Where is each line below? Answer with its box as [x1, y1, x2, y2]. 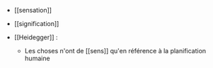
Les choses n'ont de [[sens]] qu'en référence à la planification [24, 47, 207, 55]
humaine [24, 54, 51, 62]
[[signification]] [13, 20, 59, 27]
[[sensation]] [13, 6, 52, 14]
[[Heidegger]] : [13, 33, 58, 41]
